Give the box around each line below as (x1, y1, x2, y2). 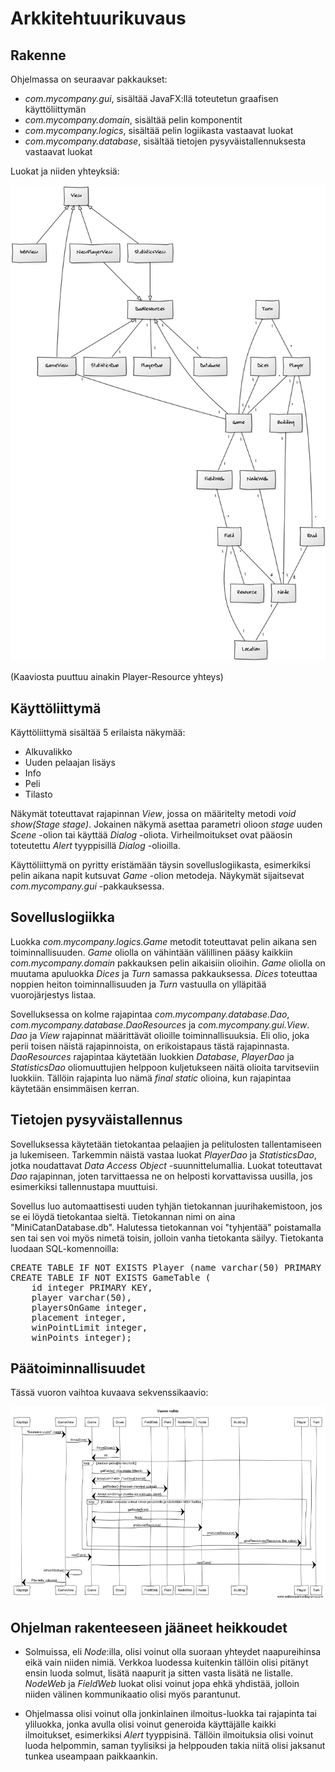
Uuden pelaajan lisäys (24, 757, 116, 769)
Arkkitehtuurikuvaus (10, 7, 187, 30)
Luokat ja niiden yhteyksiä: (10, 165, 120, 177)
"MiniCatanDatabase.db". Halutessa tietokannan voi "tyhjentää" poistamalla (10, 1221, 322, 1233)
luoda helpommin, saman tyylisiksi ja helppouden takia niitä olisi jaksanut (24, 1740, 326, 1752)
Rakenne (10, 47, 67, 64)
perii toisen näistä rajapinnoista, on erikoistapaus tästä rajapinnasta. (10, 1040, 290, 1052)
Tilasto (24, 788, 53, 801)
